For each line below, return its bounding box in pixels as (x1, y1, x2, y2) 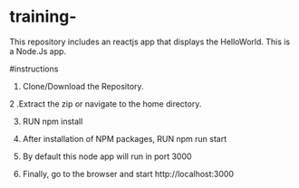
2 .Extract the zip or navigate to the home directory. (9, 98, 202, 109)
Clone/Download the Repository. (22, 80, 144, 91)
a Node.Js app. (9, 45, 66, 56)
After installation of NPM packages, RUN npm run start (22, 133, 227, 144)
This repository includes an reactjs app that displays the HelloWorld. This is (9, 36, 291, 47)
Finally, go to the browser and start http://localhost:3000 (22, 168, 234, 179)
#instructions (9, 63, 59, 74)
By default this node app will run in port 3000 (22, 151, 192, 162)
